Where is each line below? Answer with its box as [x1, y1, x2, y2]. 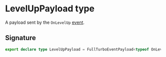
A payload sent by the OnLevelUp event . [5, 19, 85, 25]
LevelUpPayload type [5, 3, 95, 14]
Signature [5, 34, 36, 42]
